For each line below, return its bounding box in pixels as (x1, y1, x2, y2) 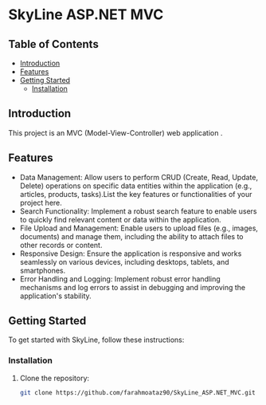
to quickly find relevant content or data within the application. (19, 214, 221, 224)
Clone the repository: (19, 373, 90, 383)
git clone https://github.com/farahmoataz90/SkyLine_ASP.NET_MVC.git (19, 388, 256, 396)
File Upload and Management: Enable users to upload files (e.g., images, (19, 223, 259, 233)
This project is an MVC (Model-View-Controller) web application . (8, 128, 223, 137)
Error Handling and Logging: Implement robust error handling (19, 273, 221, 284)
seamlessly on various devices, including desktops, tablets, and (19, 257, 229, 266)
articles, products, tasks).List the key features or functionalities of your (19, 189, 252, 199)
